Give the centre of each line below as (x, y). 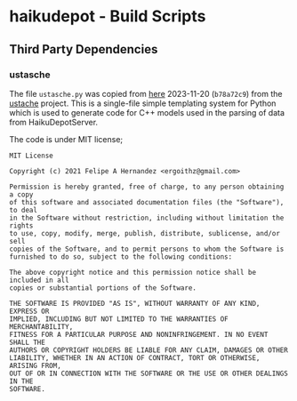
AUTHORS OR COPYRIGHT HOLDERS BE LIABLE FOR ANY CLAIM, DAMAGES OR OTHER (149, 350)
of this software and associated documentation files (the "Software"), (147, 202)
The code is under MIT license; (66, 139)
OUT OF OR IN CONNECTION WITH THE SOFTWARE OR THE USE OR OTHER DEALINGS (149, 373)
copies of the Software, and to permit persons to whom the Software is (147, 249)
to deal (24, 210)
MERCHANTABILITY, (41, 326)
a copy (21, 194)
